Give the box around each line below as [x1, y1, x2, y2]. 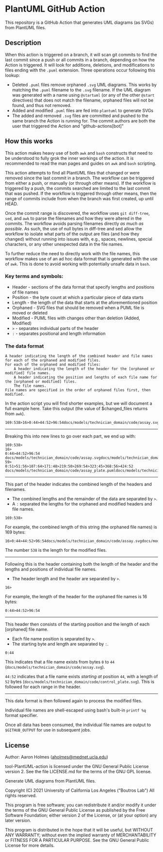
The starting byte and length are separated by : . [12, 641, 109, 647]
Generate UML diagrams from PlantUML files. [5, 778, 96, 783]
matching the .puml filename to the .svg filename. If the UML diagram [12, 87, 151, 93]
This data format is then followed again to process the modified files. [5, 698, 143, 704]
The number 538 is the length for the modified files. [5, 547, 107, 553]
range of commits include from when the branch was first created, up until [5, 195, 154, 201]
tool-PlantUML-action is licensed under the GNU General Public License [5, 763, 149, 769]
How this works [5, 137, 53, 145]
